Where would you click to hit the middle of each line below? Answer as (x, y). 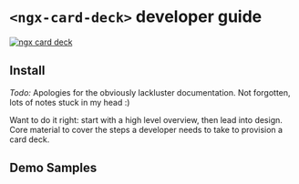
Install (27, 71)
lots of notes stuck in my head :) (70, 102)
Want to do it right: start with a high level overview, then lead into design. (146, 119)
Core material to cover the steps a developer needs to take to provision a (146, 129)
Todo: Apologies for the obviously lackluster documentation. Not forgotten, (150, 92)
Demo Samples (53, 168)
